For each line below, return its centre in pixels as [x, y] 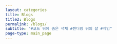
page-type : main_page [28, 33]
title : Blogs [19, 15]
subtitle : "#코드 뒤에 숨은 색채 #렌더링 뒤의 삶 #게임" [59, 29]
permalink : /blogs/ [26, 24]
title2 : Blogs [21, 19]
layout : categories [26, 10]
